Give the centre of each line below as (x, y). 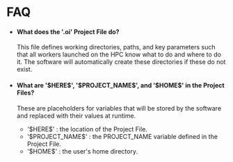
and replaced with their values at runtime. (76, 115)
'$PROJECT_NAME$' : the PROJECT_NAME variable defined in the (122, 136)
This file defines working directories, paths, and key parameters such (116, 47)
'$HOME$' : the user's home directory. (82, 151)
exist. (24, 70)
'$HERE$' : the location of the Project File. (87, 129)
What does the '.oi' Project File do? (68, 31)
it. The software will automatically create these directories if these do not (121, 62)
